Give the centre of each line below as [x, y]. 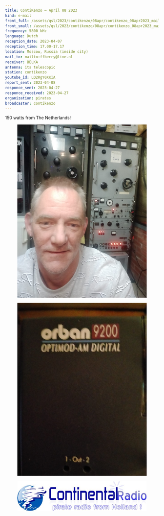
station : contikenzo [26, 72]
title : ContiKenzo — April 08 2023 [41, 10]
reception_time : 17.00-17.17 [35, 47]
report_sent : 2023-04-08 [30, 83]
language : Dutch [21, 36]
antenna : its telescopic [30, 67]
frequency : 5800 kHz [26, 31]
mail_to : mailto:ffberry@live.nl [39, 57]
